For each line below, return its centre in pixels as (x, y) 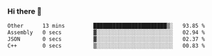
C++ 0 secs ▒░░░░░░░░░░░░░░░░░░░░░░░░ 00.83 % (106, 45)
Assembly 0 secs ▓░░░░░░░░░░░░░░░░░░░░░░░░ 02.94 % (106, 33)
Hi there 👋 (25, 11)
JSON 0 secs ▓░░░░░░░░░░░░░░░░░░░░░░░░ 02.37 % (106, 39)
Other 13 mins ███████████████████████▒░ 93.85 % (106, 26)
